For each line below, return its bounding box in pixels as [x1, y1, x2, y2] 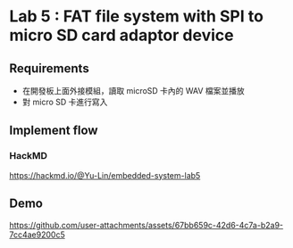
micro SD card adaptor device [9, 25, 234, 45]
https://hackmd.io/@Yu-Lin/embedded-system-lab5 [9, 169, 201, 180]
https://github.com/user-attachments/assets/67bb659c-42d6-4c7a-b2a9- [9, 219, 284, 230]
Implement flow [9, 123, 98, 138]
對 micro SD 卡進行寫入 [21, 96, 108, 107]
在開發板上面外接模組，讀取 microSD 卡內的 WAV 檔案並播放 [21, 86, 246, 95]
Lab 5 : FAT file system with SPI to [9, 6, 264, 27]
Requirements [9, 61, 89, 76]
